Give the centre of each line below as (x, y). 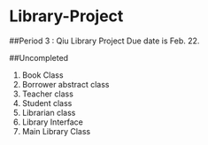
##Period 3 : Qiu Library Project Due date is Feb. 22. (104, 41)
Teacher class (47, 94)
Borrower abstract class (65, 84)
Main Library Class (56, 131)
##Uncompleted (39, 57)
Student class (47, 103)
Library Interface (53, 122)
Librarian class (49, 112)
